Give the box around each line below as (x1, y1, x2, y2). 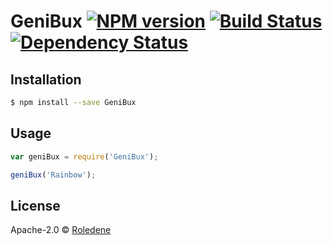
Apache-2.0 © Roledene (10, 224, 112, 236)
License (10, 197, 61, 214)
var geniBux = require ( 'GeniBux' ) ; (10, 151, 159, 162)
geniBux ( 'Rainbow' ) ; (10, 170, 97, 180)
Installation (10, 71, 82, 88)
